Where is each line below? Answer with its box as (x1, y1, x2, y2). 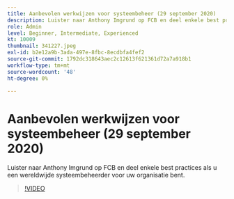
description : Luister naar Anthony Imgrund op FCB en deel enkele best (7, 17, 219, 24)
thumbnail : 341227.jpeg (7, 42, 77, 49)
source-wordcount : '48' (7, 68, 77, 75)
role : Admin (7, 23, 42, 30)
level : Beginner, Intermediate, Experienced (7, 29, 139, 37)
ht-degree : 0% (7, 74, 49, 82)
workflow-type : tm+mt (7, 62, 70, 69)
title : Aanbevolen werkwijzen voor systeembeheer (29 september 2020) (7, 10, 217, 17)
